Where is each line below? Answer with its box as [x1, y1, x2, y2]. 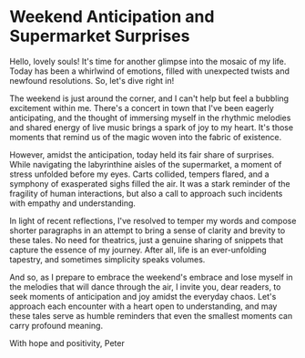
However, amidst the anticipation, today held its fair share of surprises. [9, 148, 275, 160]
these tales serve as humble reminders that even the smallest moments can [9, 310, 293, 321]
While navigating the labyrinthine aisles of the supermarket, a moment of [9, 159, 282, 169]
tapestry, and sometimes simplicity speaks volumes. [9, 253, 206, 265]
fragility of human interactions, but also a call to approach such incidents [9, 188, 283, 199]
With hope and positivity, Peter [9, 337, 125, 348]
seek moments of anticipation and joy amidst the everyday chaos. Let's [9, 291, 277, 302]
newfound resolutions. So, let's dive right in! [9, 75, 175, 86]
